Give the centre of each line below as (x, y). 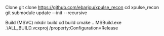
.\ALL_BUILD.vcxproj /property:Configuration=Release (62, 28)
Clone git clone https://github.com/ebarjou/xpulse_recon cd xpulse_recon (82, 7)
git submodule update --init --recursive (46, 13)
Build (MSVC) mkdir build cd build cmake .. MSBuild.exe (63, 23)
